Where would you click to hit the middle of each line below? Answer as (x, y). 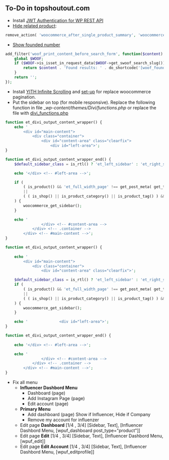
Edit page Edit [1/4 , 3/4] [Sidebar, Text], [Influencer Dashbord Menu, (92, 436)
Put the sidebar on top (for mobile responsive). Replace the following (84, 102)
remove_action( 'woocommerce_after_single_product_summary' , (71, 35)
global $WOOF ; (29, 58)
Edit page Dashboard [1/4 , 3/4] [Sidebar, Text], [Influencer (81, 425)
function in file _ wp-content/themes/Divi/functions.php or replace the (84, 107)
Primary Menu (35, 409)
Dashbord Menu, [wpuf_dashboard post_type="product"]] (80, 431)
